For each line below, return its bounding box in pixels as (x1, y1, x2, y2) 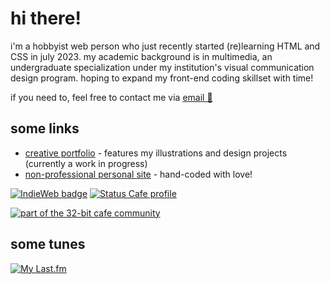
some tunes (10, 236, 86, 253)
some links (10, 120, 80, 137)
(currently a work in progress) (24, 157, 148, 169)
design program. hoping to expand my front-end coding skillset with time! (10, 72, 314, 84)
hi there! (10, 7, 82, 30)
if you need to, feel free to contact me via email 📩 (10, 91, 213, 103)
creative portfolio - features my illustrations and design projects (24, 147, 288, 159)
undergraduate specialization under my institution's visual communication (10, 61, 315, 73)
